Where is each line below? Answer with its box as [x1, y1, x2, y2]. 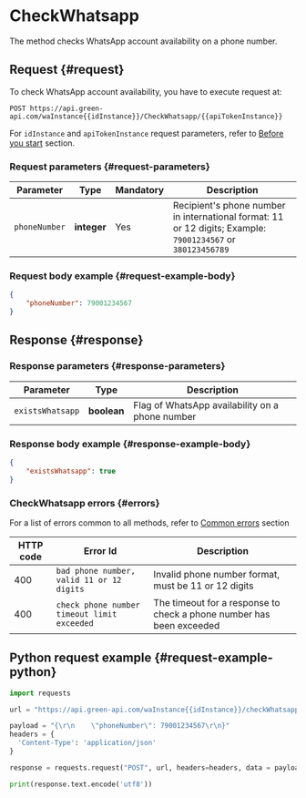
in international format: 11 [172, 210, 284, 223]
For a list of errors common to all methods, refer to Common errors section [9, 517, 290, 528]
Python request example [9, 650, 152, 666]
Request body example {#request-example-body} [9, 270, 236, 282]
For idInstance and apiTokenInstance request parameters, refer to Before [9, 128, 284, 138]
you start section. [9, 138, 76, 148]
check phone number [56, 599, 141, 610]
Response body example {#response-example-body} [9, 437, 251, 450]
